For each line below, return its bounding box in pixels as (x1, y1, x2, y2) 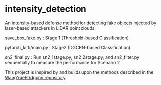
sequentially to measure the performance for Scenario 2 (5, 59, 120, 65)
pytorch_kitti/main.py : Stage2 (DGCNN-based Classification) (5, 44, 131, 50)
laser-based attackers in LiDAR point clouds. (5, 25, 96, 31)
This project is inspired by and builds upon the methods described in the (5, 69, 154, 75)
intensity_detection (5, 3, 87, 15)
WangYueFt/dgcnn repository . (5, 74, 67, 80)
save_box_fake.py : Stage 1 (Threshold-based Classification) (5, 35, 129, 41)
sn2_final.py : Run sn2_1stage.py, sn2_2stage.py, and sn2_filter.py (5, 54, 140, 60)
